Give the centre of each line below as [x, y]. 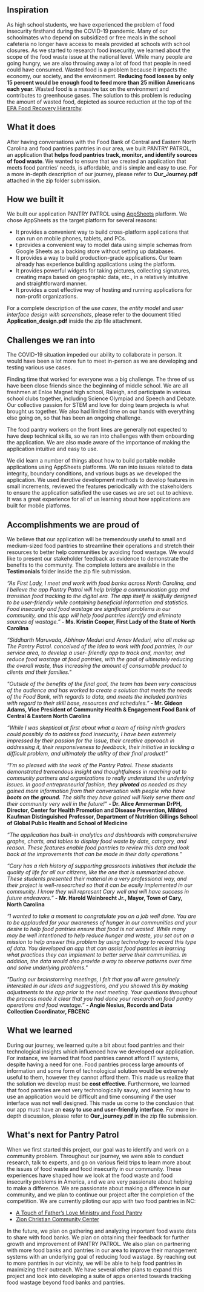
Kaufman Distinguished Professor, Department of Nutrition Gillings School [102, 817]
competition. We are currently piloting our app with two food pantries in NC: [101, 1201]
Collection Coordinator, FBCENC [48, 1012]
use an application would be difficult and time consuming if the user [91, 1096]
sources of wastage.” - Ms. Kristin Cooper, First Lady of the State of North [101, 622]
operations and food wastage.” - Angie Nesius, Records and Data [90, 1005]
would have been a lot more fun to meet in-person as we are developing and [102, 361]
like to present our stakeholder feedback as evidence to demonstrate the [97, 559]
